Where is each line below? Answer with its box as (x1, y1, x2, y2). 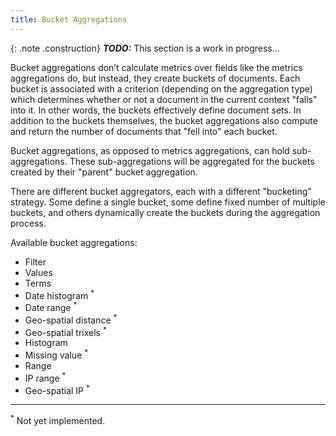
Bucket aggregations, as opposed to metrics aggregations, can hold (10, 144, 290, 156)
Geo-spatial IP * (24, 382, 90, 396)
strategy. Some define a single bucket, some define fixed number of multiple (10, 196, 326, 208)
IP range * (24, 370, 67, 384)
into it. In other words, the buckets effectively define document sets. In (10, 104, 302, 116)
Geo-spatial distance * (24, 312, 118, 326)
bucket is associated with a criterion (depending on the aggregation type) (10, 82, 313, 95)
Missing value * (24, 347, 89, 361)
